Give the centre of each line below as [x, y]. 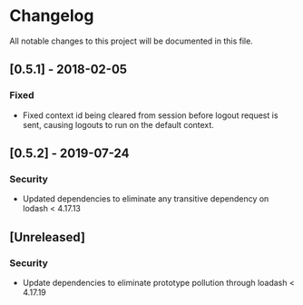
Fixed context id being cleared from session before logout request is [150, 115]
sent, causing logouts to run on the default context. [118, 124]
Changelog [52, 16]
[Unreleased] [48, 237]
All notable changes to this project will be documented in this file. [132, 41]
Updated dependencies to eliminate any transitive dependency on [146, 199]
